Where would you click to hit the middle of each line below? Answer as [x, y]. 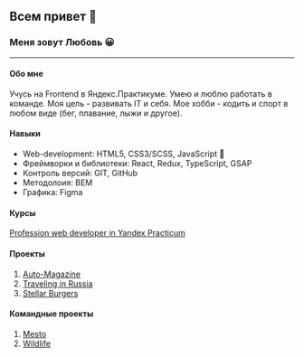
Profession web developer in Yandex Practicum [97, 233]
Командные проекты [52, 314]
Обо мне [26, 74]
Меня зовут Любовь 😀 [62, 42]
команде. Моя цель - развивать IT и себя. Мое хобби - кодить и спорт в [149, 103]
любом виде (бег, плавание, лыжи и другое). [96, 113]
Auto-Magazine [52, 274]
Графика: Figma [52, 193]
